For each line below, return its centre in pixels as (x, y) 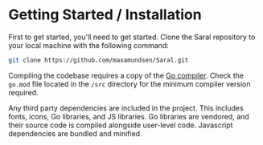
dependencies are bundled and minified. (75, 133)
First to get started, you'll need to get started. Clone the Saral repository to (132, 37)
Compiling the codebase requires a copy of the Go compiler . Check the (126, 75)
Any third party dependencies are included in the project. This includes (126, 108)
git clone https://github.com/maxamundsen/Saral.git (99, 60)
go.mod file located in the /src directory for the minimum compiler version (129, 84)
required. (23, 92)
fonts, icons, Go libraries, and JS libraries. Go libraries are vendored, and (129, 116)
